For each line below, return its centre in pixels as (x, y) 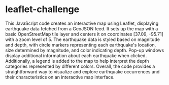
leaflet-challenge (42, 9)
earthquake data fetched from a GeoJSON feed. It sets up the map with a (82, 28)
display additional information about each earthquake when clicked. (76, 55)
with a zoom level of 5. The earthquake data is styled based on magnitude (82, 39)
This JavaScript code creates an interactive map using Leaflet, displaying (82, 23)
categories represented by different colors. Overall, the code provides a (80, 66)
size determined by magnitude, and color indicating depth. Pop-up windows (85, 50)
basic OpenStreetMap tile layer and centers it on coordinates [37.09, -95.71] (84, 34)
